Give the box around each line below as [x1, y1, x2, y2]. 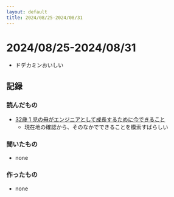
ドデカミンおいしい [15, 61, 64, 69]
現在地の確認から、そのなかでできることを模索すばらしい [24, 123, 169, 131]
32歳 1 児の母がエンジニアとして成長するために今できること [15, 116, 165, 123]
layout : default [6, 9, 47, 15]
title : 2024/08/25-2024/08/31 [6, 15, 83, 21]
